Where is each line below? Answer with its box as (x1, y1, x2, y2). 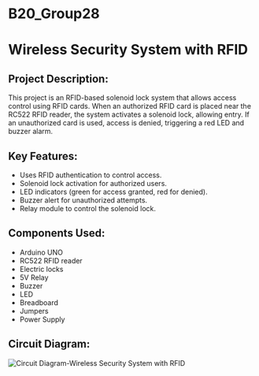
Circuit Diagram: (8, 337, 91, 351)
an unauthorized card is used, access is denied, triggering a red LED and (8, 118, 245, 128)
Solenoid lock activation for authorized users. (19, 179, 168, 188)
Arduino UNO (19, 248, 64, 257)
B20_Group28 (8, 5, 100, 23)
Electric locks (19, 264, 64, 274)
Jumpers (19, 306, 49, 315)
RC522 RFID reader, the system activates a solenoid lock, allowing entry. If (8, 110, 250, 119)
